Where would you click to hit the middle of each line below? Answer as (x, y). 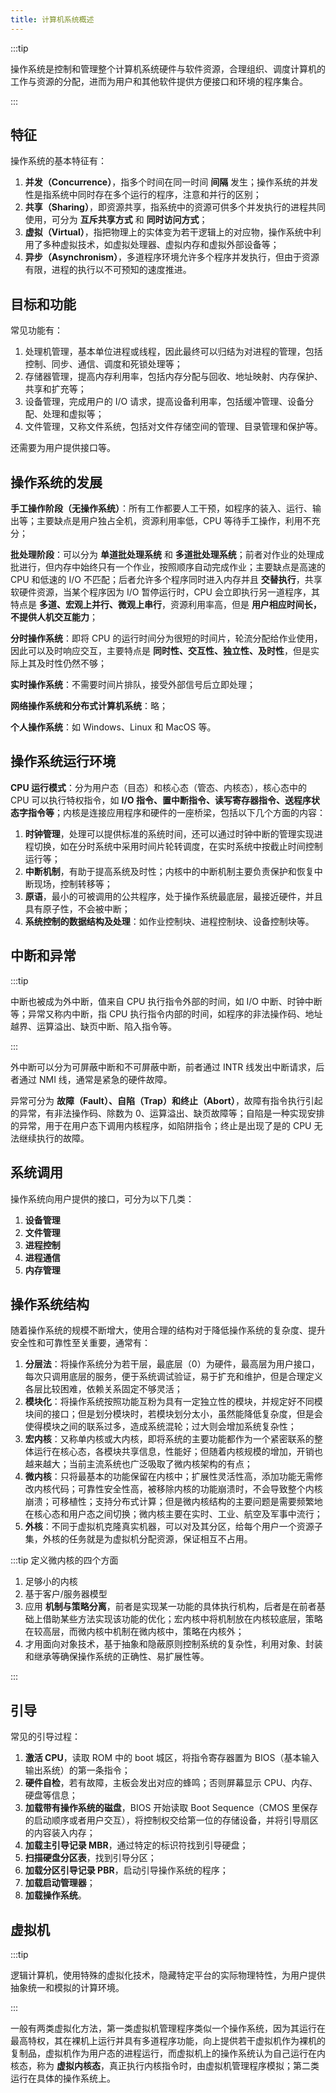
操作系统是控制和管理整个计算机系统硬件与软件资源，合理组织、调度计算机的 (168, 68)
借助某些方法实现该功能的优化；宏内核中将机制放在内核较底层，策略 (182, 1619)
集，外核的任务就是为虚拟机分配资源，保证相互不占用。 (138, 1539)
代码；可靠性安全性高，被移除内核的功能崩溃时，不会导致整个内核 (187, 1489)
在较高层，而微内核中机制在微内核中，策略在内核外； (134, 1632)
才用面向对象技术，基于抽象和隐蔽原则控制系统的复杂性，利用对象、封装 (173, 1644)
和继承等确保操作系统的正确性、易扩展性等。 (117, 1657)
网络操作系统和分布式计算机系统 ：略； (89, 706)
